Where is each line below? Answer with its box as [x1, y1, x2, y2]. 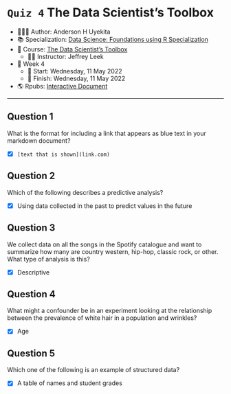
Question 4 [7, 288, 56, 300]
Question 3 [7, 222, 56, 234]
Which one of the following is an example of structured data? [7, 366, 180, 374]
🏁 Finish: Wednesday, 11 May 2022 [27, 74, 126, 82]
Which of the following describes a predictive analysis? [7, 188, 164, 196]
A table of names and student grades [16, 379, 122, 387]
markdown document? [7, 136, 71, 145]
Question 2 [7, 170, 56, 182]
